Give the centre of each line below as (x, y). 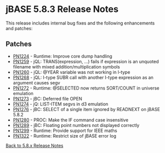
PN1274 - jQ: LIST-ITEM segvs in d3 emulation (60, 104)
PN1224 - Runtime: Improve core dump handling (62, 56)
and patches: (19, 28)
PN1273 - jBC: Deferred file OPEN (47, 98)
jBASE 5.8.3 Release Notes (62, 9)
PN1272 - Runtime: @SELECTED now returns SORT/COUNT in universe (86, 88)
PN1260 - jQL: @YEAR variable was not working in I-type (71, 72)
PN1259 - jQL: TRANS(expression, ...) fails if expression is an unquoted (86, 61)
